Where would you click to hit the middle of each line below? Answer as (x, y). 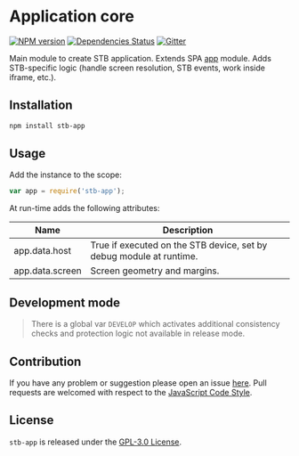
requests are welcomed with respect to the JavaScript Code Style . (131, 392)
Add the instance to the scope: (65, 175)
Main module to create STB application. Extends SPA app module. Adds (140, 58)
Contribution (45, 361)
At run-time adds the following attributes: (85, 208)
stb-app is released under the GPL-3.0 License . (96, 442)
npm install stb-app (48, 126)
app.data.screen (48, 271)
